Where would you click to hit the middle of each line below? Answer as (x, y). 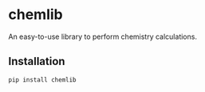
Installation (37, 61)
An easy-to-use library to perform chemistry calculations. (103, 36)
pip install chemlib (43, 80)
